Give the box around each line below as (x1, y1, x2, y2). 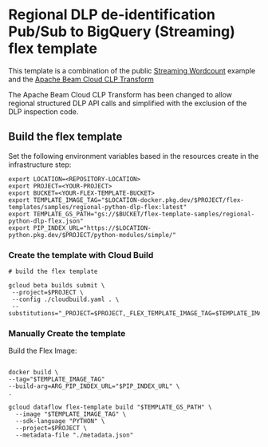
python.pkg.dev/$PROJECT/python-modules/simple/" (8, 231, 177, 239)
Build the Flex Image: (8, 346, 77, 356)
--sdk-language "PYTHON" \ (15, 417, 105, 425)
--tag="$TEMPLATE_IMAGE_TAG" (8, 375, 105, 384)
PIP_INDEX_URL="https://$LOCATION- (33, 223, 152, 232)
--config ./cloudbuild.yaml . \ (11, 295, 120, 304)
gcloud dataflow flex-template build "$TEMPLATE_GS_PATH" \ (8, 403, 213, 412)
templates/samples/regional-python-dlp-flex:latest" (8, 203, 187, 211)
